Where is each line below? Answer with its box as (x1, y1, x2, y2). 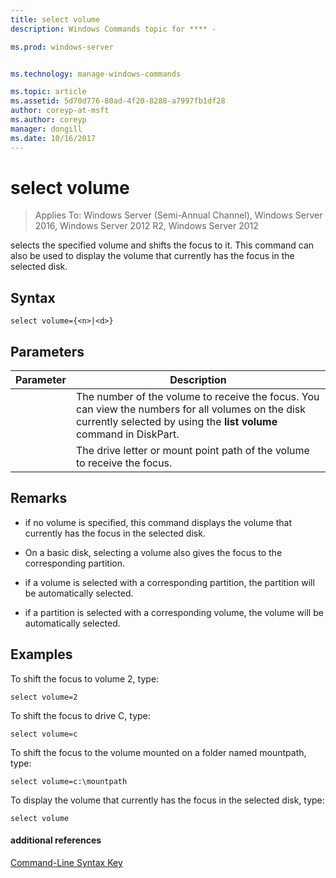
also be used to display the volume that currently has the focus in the (10, 250, 295, 262)
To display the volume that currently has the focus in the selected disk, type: (10, 794, 325, 806)
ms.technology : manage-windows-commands (10, 69, 182, 79)
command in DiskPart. (75, 427, 180, 441)
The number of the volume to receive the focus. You (75, 390, 320, 404)
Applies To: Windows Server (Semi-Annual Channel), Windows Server (34, 209, 323, 221)
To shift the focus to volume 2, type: (10, 672, 160, 685)
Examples (10, 646, 73, 663)
